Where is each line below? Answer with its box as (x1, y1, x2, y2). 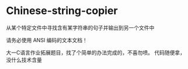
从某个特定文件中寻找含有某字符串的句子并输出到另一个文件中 (6, 24, 155, 31)
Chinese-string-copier (6, 4, 118, 18)
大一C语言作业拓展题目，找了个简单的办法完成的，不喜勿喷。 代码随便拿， (6, 49, 186, 56)
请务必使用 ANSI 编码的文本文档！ (6, 36, 88, 43)
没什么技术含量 (6, 56, 42, 63)
